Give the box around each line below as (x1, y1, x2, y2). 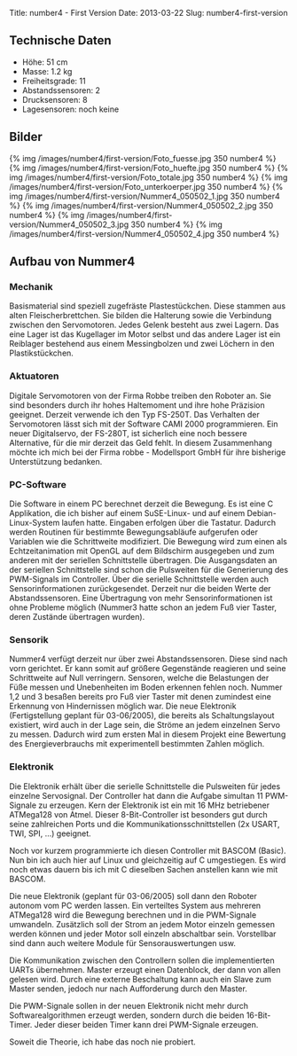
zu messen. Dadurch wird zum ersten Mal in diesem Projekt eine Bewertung (9, 729, 286, 739)
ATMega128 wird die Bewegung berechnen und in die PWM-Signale (9, 909, 257, 920)
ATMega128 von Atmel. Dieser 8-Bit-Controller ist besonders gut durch (9, 809, 268, 819)
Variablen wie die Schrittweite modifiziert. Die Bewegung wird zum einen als (9, 536, 288, 546)
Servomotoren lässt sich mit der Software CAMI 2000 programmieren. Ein (9, 418, 278, 429)
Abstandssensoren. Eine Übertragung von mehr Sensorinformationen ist (9, 592, 273, 603)
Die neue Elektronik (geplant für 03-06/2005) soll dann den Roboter (9, 890, 257, 901)
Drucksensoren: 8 (21, 94, 88, 105)
